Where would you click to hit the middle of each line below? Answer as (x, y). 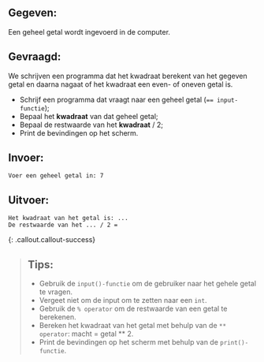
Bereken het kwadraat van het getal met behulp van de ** (133, 326)
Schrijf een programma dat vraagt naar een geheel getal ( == (117, 99)
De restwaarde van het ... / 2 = (63, 225)
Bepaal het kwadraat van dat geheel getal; (89, 116)
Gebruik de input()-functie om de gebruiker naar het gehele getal (148, 284)
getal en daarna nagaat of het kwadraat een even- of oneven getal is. (121, 84)
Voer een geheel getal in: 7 (56, 176)
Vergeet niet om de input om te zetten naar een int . (123, 300)
